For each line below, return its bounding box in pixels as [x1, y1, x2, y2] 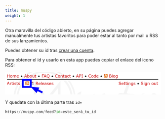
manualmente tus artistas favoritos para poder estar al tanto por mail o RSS [5, 32, 158, 38]
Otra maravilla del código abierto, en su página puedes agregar [5, 27, 134, 33]
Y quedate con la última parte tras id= [5, 99, 82, 105]
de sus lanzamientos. [5, 37, 48, 44]
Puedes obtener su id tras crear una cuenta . [5, 47, 95, 53]
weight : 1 [5, 13, 26, 18]
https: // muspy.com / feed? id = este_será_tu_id [5, 110, 96, 115]
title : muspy [5, 8, 32, 13]
